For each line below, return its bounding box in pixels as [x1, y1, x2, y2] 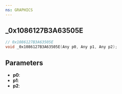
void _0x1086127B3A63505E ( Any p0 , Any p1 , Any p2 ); [5, 44, 117, 50]
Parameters [5, 58, 43, 67]
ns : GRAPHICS [5, 7, 33, 13]
